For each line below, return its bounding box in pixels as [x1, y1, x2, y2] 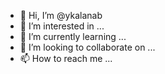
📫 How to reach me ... [19, 53, 113, 64]
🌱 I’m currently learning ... [19, 31, 127, 42]
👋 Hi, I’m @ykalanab [19, 10, 103, 21]
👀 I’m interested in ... [19, 20, 105, 32]
